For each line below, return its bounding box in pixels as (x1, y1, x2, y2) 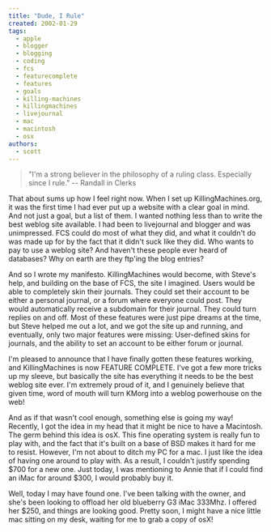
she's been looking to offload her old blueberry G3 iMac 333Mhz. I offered (8, 497, 257, 507)
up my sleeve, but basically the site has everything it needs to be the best (8, 372, 254, 381)
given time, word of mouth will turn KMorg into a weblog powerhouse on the (8, 389, 262, 398)
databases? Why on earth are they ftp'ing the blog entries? (8, 254, 205, 264)
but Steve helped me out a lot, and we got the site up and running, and (8, 321, 243, 331)
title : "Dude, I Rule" (8, 11, 85, 20)
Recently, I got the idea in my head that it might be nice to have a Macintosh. (8, 422, 263, 432)
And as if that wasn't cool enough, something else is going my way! (8, 413, 234, 423)
